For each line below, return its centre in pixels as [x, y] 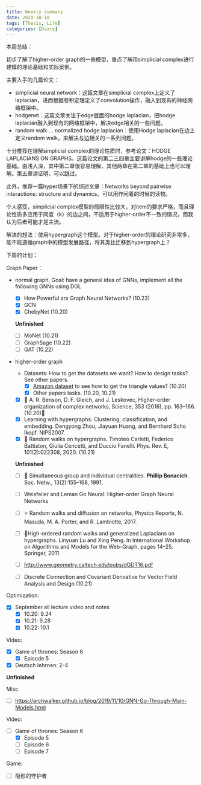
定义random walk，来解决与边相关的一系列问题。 [76, 138]
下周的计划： [22, 255]
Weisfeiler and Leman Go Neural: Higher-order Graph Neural [99, 494]
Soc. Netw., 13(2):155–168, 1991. [63, 482]
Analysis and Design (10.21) [58, 584]
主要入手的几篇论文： [32, 80]
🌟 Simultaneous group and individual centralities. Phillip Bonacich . [107, 476]
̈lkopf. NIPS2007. [45, 432]
